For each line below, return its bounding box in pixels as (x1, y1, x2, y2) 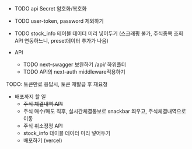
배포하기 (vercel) (23, 137, 62, 144)
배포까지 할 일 (14, 93, 46, 100)
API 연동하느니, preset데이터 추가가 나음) (14, 37, 109, 44)
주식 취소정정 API (23, 122, 63, 129)
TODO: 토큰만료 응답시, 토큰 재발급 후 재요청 (6, 81, 108, 88)
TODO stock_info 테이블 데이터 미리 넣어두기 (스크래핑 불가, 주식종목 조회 (14, 30, 184, 37)
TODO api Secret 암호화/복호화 (14, 5, 87, 12)
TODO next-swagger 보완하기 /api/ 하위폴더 (23, 61, 127, 68)
